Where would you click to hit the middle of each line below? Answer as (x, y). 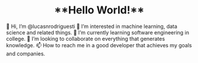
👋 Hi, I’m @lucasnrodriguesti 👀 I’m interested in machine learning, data (92, 26)
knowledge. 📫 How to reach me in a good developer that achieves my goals (99, 45)
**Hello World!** (99, 10)
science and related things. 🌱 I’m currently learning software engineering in (98, 32)
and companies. (26, 54)
